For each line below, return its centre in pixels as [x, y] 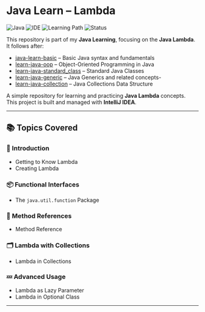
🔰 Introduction [28, 149]
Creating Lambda [37, 168]
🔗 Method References [39, 216]
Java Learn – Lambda [61, 11]
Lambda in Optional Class [47, 297]
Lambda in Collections [43, 261]
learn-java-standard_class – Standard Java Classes [80, 70]
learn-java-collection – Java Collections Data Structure [84, 84]
